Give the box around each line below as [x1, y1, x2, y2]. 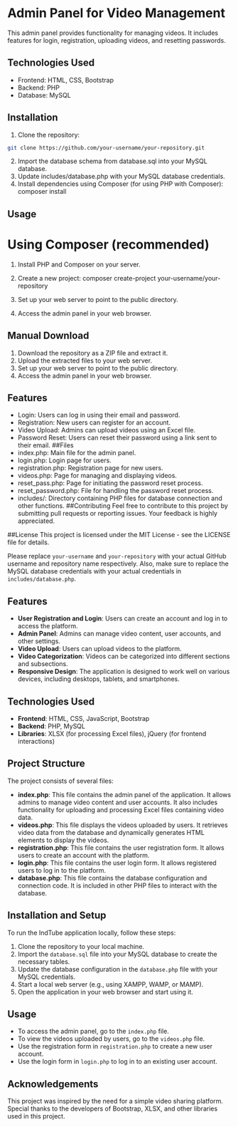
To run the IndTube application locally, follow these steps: [7, 928, 176, 937]
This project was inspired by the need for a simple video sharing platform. [7, 1097, 224, 1106]
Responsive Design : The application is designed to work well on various [17, 668, 230, 676]
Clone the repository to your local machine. [17, 942, 144, 950]
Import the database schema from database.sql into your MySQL [17, 157, 207, 165]
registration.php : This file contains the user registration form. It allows [17, 843, 225, 852]
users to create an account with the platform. [17, 851, 150, 859]
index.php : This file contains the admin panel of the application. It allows [17, 790, 232, 799]
